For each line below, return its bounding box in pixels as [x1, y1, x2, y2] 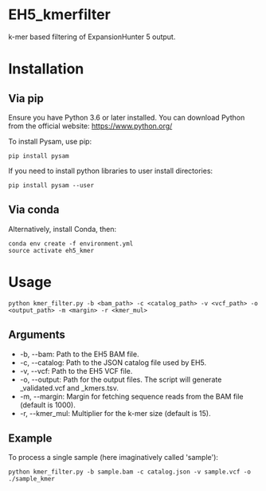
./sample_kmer [8, 475, 56, 483]
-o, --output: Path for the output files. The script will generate [19, 375, 222, 384]
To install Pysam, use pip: [8, 136, 92, 146]
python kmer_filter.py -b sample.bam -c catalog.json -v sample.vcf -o [8, 468, 251, 476]
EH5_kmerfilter [8, 6, 111, 24]
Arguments [8, 328, 66, 342]
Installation [8, 60, 84, 78]
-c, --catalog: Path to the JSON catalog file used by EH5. [19, 357, 207, 367]
